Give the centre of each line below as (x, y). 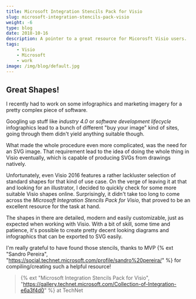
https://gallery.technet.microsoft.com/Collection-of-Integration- (100, 284)
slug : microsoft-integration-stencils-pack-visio (68, 17)
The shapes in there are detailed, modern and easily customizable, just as (95, 218)
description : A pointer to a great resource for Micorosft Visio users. (97, 39)
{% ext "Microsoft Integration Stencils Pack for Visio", (85, 278)
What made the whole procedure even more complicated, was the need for (97, 145)
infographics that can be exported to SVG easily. (64, 237)
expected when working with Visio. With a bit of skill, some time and (88, 224)
